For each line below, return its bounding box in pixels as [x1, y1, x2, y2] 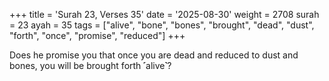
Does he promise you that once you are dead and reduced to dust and [9, 49, 299, 61]
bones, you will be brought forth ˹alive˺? [9, 60, 172, 71]
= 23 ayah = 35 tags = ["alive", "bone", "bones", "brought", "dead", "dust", [9, 19, 315, 31]
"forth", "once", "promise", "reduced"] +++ [9, 30, 186, 41]
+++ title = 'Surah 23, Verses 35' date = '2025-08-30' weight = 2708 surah [9, 9, 320, 20]
